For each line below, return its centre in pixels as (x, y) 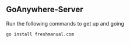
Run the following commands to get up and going (65, 23)
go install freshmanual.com (40, 34)
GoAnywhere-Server (45, 10)
